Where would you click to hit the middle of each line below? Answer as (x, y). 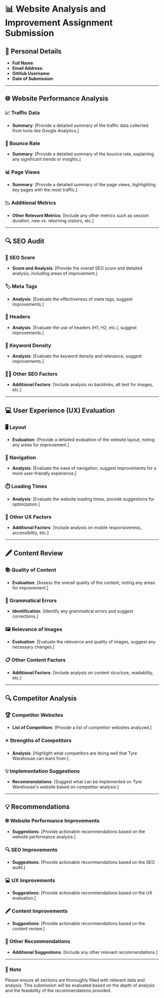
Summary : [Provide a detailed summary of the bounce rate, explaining (83, 154)
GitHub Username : (31, 73)
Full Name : (23, 63)
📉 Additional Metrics (31, 203)
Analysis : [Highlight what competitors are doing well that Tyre (75, 753)
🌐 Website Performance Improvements (52, 821)
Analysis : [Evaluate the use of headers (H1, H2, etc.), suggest (74, 327)
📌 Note (13, 969)
